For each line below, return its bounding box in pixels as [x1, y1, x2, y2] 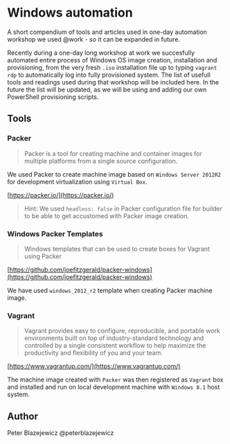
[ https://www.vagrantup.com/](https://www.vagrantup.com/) [7, 362, 181, 371]
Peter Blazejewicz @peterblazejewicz [7, 429, 114, 437]
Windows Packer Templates [7, 229, 103, 238]
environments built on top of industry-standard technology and [24, 334, 204, 342]
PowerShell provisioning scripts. [7, 92, 99, 101]
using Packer [24, 251, 62, 260]
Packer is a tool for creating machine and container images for [24, 149, 202, 157]
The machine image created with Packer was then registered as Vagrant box [7, 375, 224, 384]
